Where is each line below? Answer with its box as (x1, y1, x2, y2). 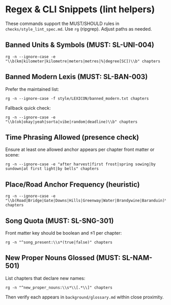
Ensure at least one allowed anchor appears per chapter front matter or (5, 146, 155, 152)
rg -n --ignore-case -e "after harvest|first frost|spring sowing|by (5, 162, 156, 167)
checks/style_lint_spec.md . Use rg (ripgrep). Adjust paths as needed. (5, 26, 152, 32)
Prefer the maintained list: (5, 86, 60, 92)
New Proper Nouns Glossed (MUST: (5, 253, 121, 262)
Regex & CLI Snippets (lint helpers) (5, 4, 155, 15)
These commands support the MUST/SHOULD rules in (5, 20, 120, 27)
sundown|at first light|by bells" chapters (5, 166, 99, 171)
